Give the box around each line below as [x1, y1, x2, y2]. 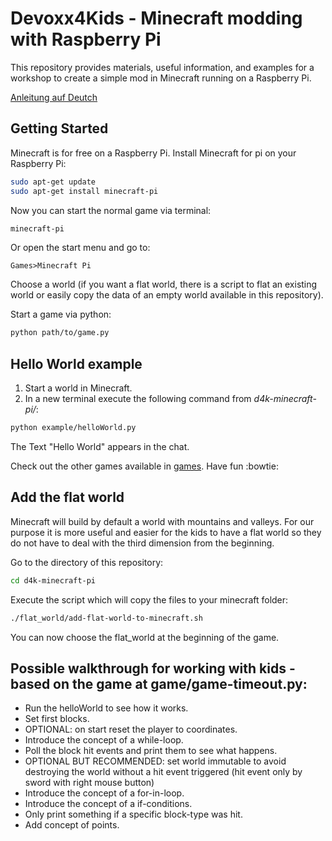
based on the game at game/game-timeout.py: [10, 675, 308, 692]
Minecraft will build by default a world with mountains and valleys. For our [10, 515, 315, 527]
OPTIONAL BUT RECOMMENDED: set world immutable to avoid [24, 755, 287, 767]
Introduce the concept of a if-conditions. [24, 798, 193, 810]
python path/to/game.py [10, 328, 110, 338]
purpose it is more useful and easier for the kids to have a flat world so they [10, 526, 322, 538]
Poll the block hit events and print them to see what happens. [24, 745, 278, 757]
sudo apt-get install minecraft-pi [10, 186, 159, 196]
